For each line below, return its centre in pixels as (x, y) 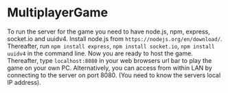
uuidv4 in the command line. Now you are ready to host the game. (100, 53)
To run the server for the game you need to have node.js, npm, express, (109, 31)
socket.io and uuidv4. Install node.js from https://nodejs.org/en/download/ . (115, 38)
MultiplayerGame (58, 13)
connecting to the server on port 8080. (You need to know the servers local (114, 75)
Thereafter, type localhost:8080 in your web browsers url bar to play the (110, 60)
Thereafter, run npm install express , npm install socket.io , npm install (111, 46)
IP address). (24, 82)
